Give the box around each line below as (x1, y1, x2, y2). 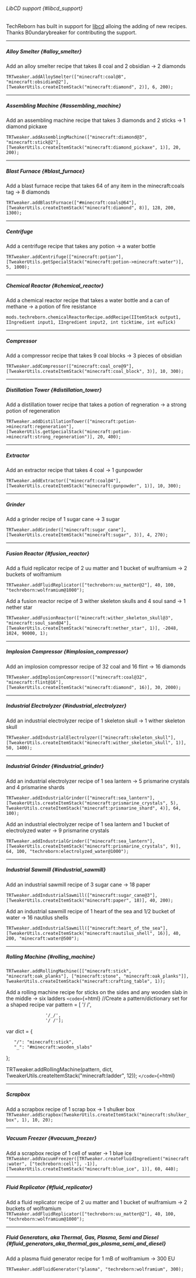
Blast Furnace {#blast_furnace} (6, 167, 85, 174)
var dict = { (6, 1027, 33, 1034)
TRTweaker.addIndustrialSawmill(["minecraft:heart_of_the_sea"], (6, 925, 168, 931)
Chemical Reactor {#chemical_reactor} (6, 282, 104, 289)
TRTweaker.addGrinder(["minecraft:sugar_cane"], (6, 527, 127, 533)
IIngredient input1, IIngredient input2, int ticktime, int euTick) (6, 320, 176, 326)
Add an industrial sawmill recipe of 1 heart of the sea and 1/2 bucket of (6, 907, 176, 914)
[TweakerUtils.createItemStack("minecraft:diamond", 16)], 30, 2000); (6, 684, 181, 690)
